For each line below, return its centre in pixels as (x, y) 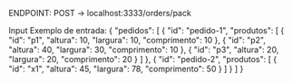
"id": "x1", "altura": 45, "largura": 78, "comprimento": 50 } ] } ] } (126, 69)
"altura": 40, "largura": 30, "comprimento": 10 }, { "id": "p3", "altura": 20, (144, 50)
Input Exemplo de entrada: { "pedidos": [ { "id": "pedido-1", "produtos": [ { (146, 30)
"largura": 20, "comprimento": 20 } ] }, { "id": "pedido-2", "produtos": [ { (143, 59)
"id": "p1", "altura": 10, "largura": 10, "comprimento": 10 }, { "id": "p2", (137, 40)
